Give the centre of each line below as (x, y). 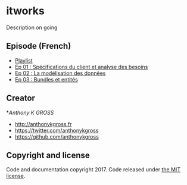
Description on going (32, 27)
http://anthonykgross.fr (43, 124)
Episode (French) (39, 46)
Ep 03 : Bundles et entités (46, 79)
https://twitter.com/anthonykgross (57, 130)
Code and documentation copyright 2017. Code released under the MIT (93, 170)
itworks (25, 11)
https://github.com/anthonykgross (57, 137)
